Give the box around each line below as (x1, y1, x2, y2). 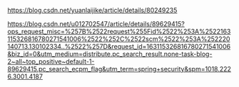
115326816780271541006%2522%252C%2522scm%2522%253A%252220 (7, 35, 230, 43)
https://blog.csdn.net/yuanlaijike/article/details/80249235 (7, 6, 178, 14)
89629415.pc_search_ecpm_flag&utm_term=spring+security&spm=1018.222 (7, 65, 232, 73)
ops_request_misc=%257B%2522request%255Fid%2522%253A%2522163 (7, 28, 231, 35)
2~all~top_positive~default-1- (7, 57, 95, 66)
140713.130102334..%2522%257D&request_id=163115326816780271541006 (7, 42, 230, 50)
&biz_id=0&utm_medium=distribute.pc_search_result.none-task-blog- (7, 50, 213, 58)
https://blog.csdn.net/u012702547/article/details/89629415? (7, 20, 185, 28)
